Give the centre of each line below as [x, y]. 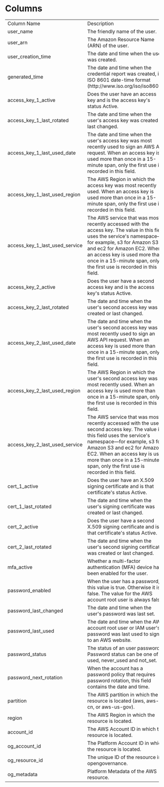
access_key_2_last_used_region [44, 390]
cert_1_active [23, 486]
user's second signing [113, 547]
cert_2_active [23, 527]
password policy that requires [121, 674]
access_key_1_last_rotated [38, 120]
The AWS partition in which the [123, 694]
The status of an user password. [124, 648]
